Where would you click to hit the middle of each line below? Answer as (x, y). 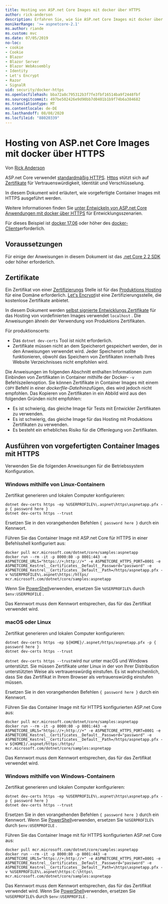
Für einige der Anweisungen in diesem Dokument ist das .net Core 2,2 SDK (83, 256)
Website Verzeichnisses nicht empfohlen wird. (60, 362)
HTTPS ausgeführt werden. (33, 198)
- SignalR (16, 85)
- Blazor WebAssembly (28, 66)
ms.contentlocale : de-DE (31, 109)
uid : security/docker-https (35, 90)
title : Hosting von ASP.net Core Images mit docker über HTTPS (73, 10)
